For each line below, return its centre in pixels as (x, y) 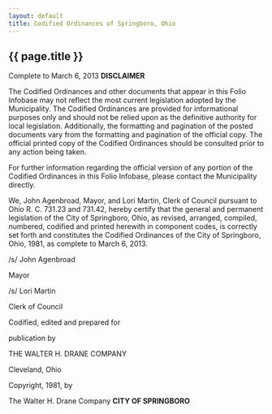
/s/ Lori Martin (32, 291)
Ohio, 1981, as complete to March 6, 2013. (78, 244)
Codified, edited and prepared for (65, 322)
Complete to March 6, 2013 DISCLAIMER (77, 76)
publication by (32, 339)
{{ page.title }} (46, 56)
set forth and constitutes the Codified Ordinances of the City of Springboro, (135, 235)
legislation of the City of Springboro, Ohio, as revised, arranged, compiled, (133, 218)
